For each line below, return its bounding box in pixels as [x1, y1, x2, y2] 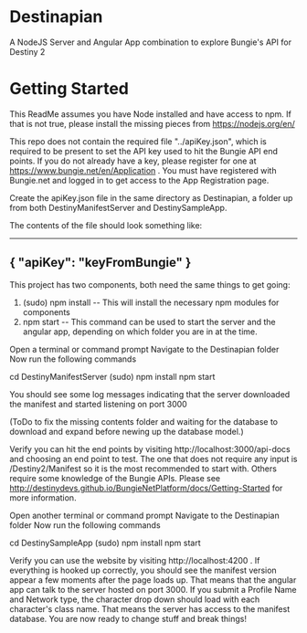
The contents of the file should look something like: [9, 219, 203, 230]
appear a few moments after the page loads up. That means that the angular [9, 574, 297, 586]
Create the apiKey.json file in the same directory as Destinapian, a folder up [9, 192, 293, 203]
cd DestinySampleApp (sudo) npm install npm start [9, 537, 201, 548]
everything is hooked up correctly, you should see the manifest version [9, 564, 277, 575]
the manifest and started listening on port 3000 [9, 398, 187, 409]
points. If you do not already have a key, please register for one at [9, 155, 257, 166]
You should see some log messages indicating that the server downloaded [9, 388, 291, 399]
